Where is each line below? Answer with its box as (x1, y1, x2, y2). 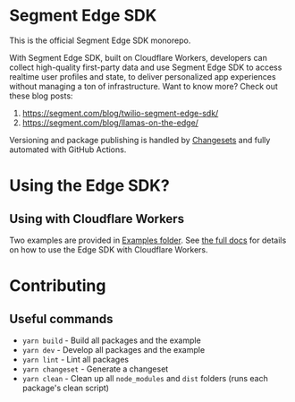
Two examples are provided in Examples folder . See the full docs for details (9, 235, 287, 245)
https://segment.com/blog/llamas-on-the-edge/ (21, 117, 199, 128)
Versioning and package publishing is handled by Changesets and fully (9, 134, 271, 145)
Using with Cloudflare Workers (9, 211, 185, 227)
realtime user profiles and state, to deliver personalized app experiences (9, 71, 276, 81)
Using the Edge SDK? (9, 175, 170, 196)
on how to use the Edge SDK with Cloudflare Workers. (9, 244, 208, 255)
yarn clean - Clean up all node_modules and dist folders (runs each (21, 372, 268, 383)
